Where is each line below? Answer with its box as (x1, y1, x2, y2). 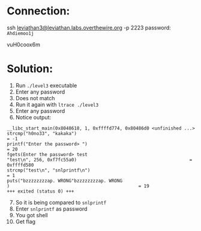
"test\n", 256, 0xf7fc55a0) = (7, 157, 193, 163)
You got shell (15, 211, 48, 218)
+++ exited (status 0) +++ (7, 188, 74, 194)
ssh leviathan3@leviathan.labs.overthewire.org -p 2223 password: (7, 24, 172, 31)
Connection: (7, 4, 70, 18)
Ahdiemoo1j (7, 30, 34, 37)
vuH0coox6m (7, 41, 41, 48)
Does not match (15, 94, 55, 101)
